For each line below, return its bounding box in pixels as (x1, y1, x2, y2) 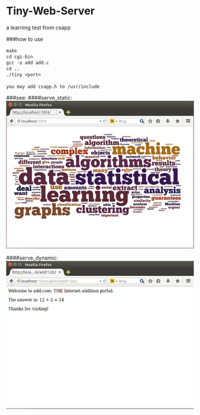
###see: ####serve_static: (6, 94, 73, 101)
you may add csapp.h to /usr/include (6, 84, 100, 90)
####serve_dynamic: (6, 254, 58, 262)
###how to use (6, 35, 43, 42)
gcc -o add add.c (6, 60, 49, 66)
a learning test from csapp (6, 24, 71, 31)
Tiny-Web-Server (6, 4, 95, 18)
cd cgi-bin (6, 54, 33, 60)
